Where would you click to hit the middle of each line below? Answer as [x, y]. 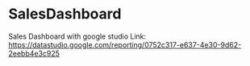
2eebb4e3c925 [34, 53]
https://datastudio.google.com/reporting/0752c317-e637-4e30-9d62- [125, 44]
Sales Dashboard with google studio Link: [77, 36]
